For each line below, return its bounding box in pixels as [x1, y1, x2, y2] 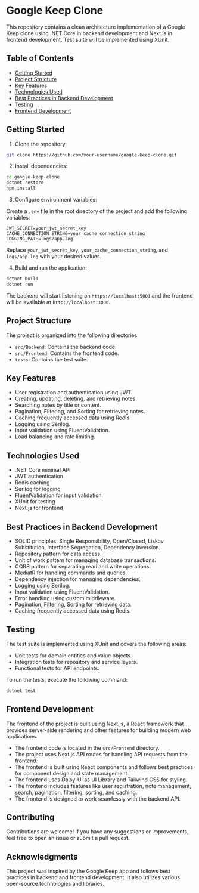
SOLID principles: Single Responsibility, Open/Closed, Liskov [14, 537, 164, 545]
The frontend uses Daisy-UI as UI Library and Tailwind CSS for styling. [14, 776, 188, 783]
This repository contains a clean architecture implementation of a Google [6, 23, 186, 30]
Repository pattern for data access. [14, 550, 102, 558]
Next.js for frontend [14, 505, 64, 512]
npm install [6, 186, 36, 191]
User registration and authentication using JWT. [14, 389, 133, 396]
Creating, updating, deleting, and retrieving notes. [14, 395, 138, 403]
